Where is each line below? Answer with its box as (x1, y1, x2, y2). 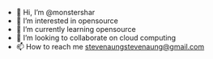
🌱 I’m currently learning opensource (15, 25, 136, 33)
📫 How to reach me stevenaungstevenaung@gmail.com (15, 42, 205, 51)
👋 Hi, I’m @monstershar (15, 8, 96, 17)
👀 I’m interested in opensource (15, 16, 119, 26)
